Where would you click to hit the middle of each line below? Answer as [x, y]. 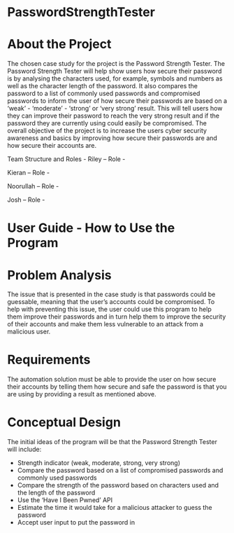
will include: [24, 450]
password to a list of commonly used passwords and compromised [104, 94]
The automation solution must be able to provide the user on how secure [112, 380]
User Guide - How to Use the [91, 228]
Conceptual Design [64, 423]
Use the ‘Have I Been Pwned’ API [65, 500]
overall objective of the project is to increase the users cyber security [107, 131]
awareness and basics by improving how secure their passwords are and [112, 138]
